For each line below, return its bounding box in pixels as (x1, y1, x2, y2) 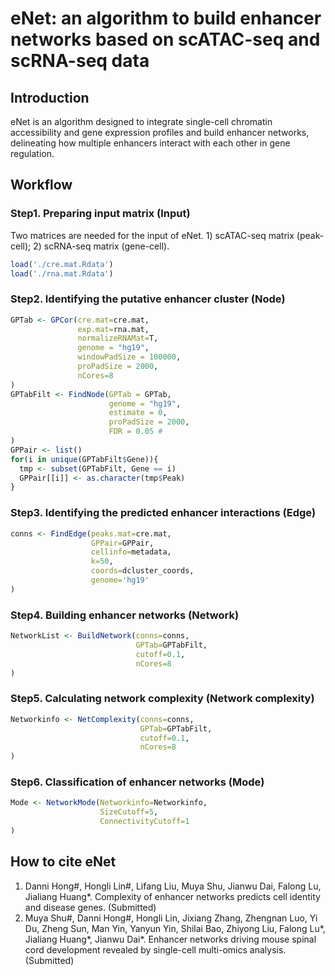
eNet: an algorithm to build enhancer (10, 7, 322, 30)
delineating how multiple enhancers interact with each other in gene (10, 137, 291, 149)
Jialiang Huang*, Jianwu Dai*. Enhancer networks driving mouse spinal (24, 933, 317, 945)
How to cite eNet (10, 853, 117, 871)
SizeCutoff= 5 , (99, 807, 159, 817)
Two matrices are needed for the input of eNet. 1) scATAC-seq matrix (10, 229, 295, 241)
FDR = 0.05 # (108, 427, 163, 437)
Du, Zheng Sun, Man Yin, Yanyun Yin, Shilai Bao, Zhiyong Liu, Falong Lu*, (24, 922, 326, 934)
